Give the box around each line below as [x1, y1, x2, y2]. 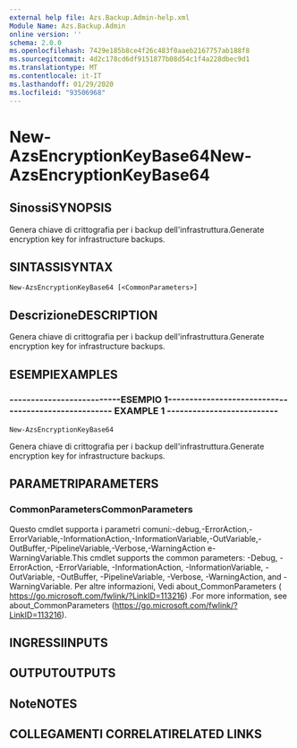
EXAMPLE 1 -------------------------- [114, 405, 279, 417]
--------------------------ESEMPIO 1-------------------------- [9, 393, 280, 406]
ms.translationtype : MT [9, 64, 98, 73]
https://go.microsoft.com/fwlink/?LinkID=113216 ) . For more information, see [9, 590, 288, 601]
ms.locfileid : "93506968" [9, 88, 106, 97]
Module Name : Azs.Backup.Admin [9, 21, 126, 30]
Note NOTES [9, 696, 78, 711]
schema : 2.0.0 [9, 38, 63, 47]
